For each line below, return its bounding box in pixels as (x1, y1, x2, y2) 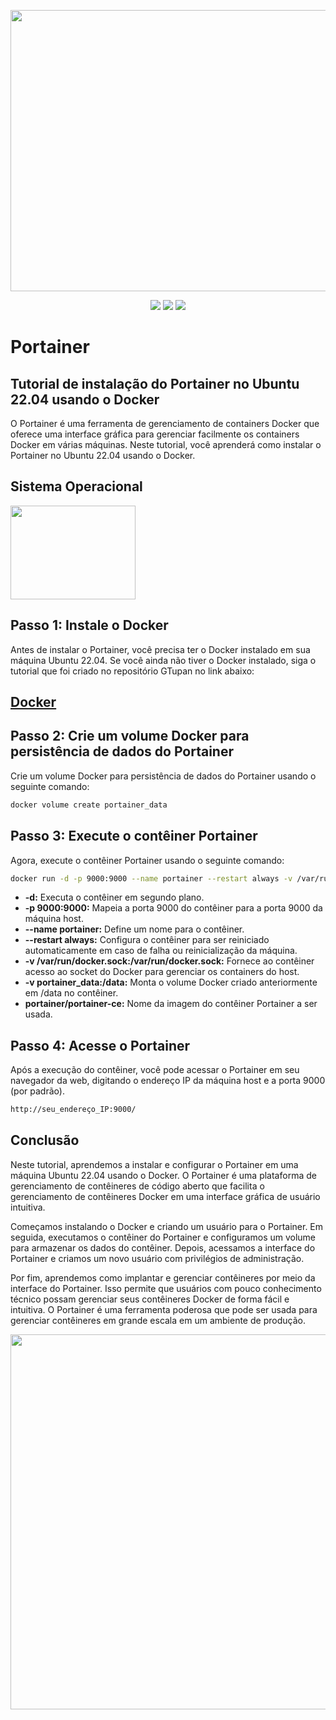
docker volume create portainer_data (10, 800, 168, 810)
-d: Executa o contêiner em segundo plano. (24, 891, 205, 904)
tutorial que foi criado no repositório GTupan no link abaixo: (10, 665, 255, 677)
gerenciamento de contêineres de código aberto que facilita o (10, 1180, 265, 1192)
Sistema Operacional (10, 478, 143, 495)
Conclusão (10, 1132, 80, 1149)
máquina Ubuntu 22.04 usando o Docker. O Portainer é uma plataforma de (10, 1169, 317, 1181)
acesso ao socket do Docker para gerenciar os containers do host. (24, 966, 300, 978)
